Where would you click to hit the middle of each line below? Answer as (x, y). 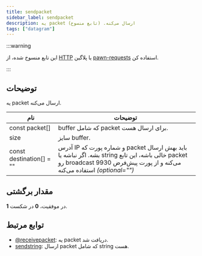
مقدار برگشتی (29, 192)
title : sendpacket (29, 12)
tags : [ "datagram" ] (31, 29)
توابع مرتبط (25, 225)
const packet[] (30, 128)
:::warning (19, 46)
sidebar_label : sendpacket (40, 18)
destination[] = (30, 159)
